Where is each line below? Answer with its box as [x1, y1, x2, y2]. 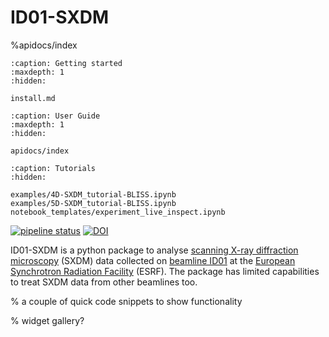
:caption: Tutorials [10, 163, 97, 173]
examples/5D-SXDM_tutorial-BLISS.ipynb [10, 198, 177, 208]
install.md [10, 93, 56, 103]
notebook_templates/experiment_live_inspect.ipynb [10, 207, 226, 217]
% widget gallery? [10, 314, 85, 326]
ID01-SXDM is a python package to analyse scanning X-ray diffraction [10, 244, 299, 256]
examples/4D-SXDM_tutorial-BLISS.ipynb [10, 189, 177, 200]
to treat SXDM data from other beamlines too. [10, 276, 198, 288]
